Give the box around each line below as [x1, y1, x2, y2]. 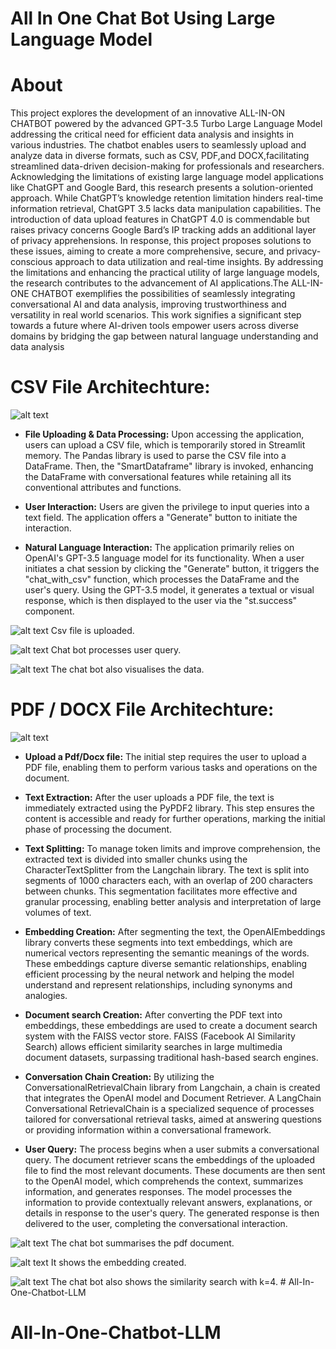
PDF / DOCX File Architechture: [10, 698, 275, 721]
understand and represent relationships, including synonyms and [24, 979, 293, 991]
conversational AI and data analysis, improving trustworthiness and [10, 298, 287, 311]
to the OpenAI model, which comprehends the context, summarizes [24, 1175, 304, 1187]
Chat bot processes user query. [50, 644, 182, 656]
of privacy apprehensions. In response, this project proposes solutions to [10, 235, 312, 247]
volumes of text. [24, 907, 92, 918]
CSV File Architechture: [10, 376, 211, 399]
